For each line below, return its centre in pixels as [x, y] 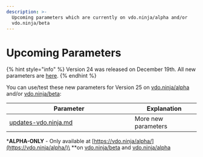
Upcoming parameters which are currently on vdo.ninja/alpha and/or [100, 17]
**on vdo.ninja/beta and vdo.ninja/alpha [121, 147]
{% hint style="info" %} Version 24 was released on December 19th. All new [101, 69]
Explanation [164, 109]
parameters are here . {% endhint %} [51, 76]
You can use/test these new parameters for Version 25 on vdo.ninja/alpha [98, 87]
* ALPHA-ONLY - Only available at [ [50, 141]
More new [149, 119]
